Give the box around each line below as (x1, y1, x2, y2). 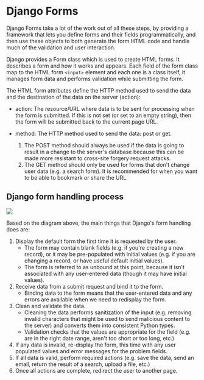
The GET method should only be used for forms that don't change (24, 161, 190, 168)
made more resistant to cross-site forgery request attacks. (24, 154, 172, 162)
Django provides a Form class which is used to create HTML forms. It (6, 55, 180, 63)
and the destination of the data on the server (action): (6, 93, 141, 100)
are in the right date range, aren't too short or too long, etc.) (24, 334, 175, 342)
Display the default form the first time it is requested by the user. (15, 237, 177, 245)
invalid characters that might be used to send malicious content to (24, 315, 191, 322)
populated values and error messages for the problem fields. (15, 347, 167, 354)
